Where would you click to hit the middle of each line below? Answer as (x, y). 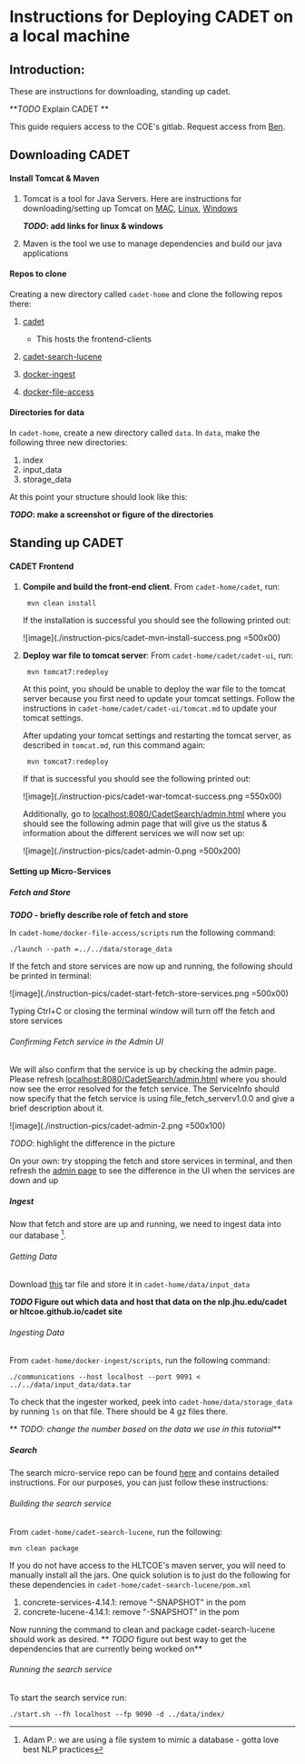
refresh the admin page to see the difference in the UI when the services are (152, 1171)
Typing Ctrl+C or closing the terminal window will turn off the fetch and (142, 1012)
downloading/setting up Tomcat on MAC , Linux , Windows (130, 208)
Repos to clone (38, 274)
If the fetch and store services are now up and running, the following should (151, 966)
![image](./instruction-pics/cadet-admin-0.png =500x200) (132, 851)
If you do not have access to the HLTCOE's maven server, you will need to (148, 1565)
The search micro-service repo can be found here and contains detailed (144, 1473)
